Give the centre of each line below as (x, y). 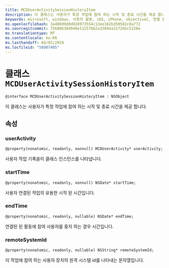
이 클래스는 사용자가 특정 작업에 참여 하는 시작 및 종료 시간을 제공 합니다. (76, 106)
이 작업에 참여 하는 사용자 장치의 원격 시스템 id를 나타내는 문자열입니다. (75, 260)
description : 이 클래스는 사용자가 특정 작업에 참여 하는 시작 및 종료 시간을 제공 (80, 15)
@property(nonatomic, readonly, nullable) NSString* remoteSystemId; (80, 250)
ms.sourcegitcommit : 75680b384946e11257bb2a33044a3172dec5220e (73, 29)
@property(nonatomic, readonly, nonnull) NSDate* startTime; (71, 183)
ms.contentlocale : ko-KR (31, 38)
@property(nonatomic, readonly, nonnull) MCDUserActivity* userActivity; (84, 149)
